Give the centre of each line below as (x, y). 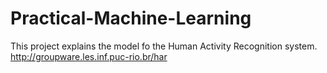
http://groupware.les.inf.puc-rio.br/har (89, 56)
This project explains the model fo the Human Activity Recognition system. (164, 46)
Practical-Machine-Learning (131, 18)
